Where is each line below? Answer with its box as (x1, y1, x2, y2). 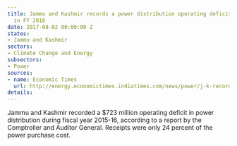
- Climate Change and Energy (7, 50, 93, 57)
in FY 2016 (13, 17, 46, 24)
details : (7, 89, 33, 96)
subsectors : (7, 56, 42, 63)
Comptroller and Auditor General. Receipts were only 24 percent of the (7, 123, 213, 132)
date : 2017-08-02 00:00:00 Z (7, 23, 93, 30)
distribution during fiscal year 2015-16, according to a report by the (7, 116, 202, 124)
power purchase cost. (7, 131, 71, 140)
